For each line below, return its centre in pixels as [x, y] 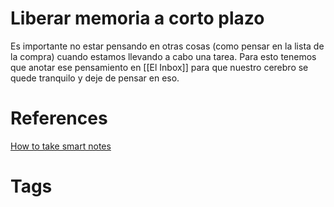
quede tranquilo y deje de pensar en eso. [95, 78]
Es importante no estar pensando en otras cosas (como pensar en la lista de [167, 46]
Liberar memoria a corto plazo [137, 18]
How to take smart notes [61, 146]
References [59, 118]
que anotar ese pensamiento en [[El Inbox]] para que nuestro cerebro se [159, 67]
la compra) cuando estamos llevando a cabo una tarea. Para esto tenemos [163, 56]
